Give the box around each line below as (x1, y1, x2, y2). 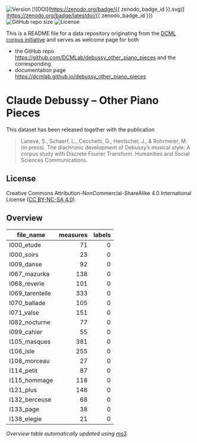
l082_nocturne (9, 318, 50, 326)
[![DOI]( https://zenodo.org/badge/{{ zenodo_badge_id (31, 6, 165, 12)
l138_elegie (9, 414, 42, 423)
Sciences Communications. (20, 156, 88, 164)
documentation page (14, 67, 66, 74)
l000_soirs (9, 250, 39, 259)
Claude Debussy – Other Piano (6, 94, 159, 107)
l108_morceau (9, 357, 50, 365)
